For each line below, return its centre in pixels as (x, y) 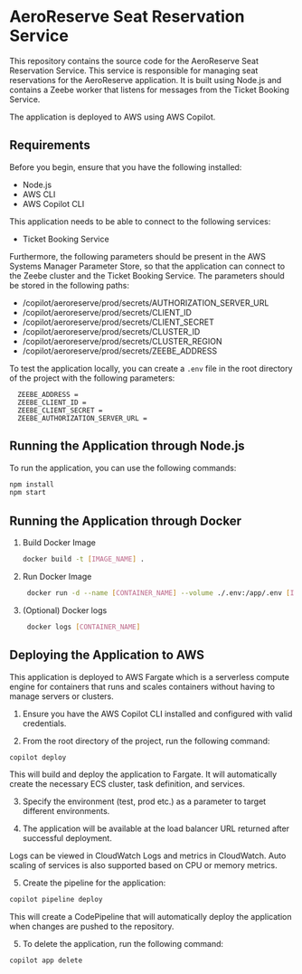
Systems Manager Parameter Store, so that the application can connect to (147, 266)
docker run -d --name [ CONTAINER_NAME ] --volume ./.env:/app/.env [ (159, 593)
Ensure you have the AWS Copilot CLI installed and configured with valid (157, 714)
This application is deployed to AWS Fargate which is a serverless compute (149, 676)
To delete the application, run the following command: (123, 944)
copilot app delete (46, 960)
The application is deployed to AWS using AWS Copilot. (113, 117)
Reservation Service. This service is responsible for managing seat (134, 71)
